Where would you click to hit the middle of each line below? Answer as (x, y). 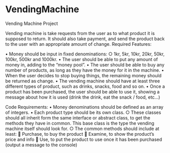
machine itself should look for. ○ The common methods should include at (82, 129)
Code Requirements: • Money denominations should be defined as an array (84, 107)
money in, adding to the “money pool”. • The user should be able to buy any (85, 65)
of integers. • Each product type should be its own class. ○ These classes (83, 112)
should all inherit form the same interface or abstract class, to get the (78, 117)
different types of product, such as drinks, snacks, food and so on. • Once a (85, 86)
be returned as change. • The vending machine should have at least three (83, 81)
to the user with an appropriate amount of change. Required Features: (78, 44)
